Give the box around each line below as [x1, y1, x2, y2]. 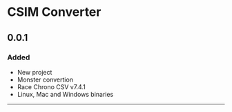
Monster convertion [17, 75, 74, 84]
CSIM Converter [7, 4, 101, 20]
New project [17, 68, 52, 76]
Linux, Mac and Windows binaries [17, 90, 114, 98]
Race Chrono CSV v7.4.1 [17, 82, 86, 91]
